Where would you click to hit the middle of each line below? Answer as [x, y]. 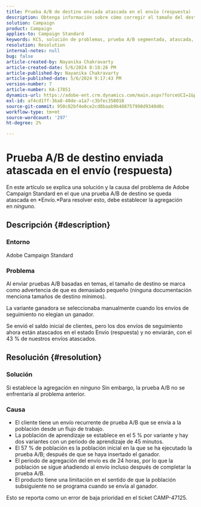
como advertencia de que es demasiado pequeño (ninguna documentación [99, 290]
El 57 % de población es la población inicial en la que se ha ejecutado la [103, 448]
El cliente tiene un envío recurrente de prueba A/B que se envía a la [98, 423]
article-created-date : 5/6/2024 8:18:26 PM [61, 67]
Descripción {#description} [58, 225]
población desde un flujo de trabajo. [60, 429]
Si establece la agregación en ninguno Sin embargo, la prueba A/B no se [96, 387]
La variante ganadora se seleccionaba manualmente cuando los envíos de [98, 308]
